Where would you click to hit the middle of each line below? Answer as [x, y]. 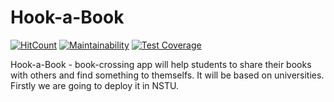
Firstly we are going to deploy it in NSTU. [95, 85]
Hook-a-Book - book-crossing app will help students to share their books [161, 64]
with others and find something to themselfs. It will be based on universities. [167, 75]
